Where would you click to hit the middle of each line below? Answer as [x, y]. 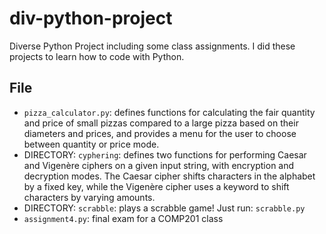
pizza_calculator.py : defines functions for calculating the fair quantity [169, 112]
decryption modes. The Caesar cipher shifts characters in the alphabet [169, 176]
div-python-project [91, 18]
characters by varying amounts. [89, 197]
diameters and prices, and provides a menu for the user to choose [160, 133]
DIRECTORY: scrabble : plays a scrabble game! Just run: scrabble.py [164, 208]
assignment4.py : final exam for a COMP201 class [123, 218]
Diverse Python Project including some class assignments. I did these [152, 46]
